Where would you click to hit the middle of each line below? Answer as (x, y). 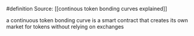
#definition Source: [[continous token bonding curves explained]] (87, 9)
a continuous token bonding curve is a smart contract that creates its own (97, 20)
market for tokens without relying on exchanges (65, 27)
